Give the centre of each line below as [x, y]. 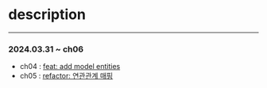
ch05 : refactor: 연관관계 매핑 [66, 76]
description [47, 15]
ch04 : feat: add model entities [70, 67]
